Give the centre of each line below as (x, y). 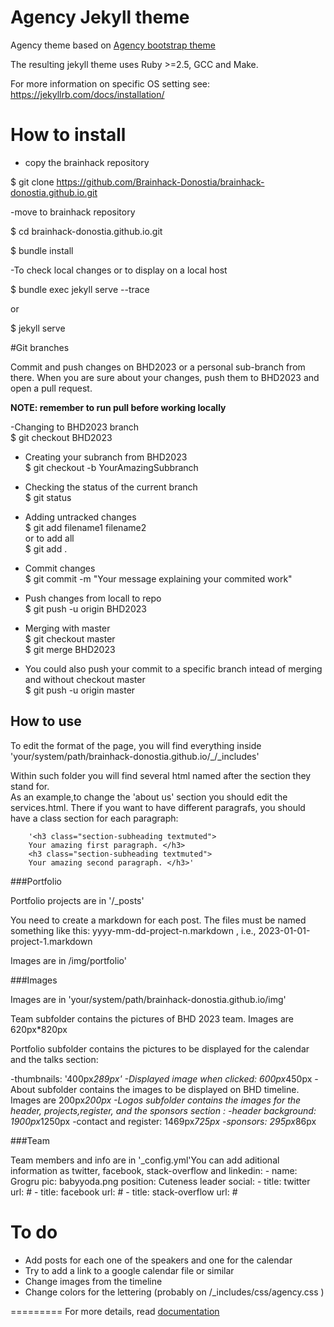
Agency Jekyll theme (100, 17)
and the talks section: (54, 1059)
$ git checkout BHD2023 (61, 437)
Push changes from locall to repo (93, 598)
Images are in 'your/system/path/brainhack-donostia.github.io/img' (148, 999)
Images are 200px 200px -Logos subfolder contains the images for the (156, 1100)
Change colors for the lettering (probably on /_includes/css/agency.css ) (174, 1292)
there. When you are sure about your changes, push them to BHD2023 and (165, 377)
